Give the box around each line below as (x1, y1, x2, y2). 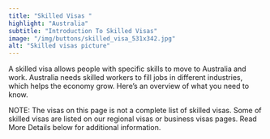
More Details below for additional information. (8, 123, 161, 133)
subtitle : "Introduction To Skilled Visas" (8, 27, 158, 35)
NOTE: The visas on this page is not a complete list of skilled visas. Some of (8, 106, 262, 116)
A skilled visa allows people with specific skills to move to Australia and (8, 64, 246, 74)
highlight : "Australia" (8, 19, 89, 27)
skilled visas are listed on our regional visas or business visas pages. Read (8, 114, 257, 124)
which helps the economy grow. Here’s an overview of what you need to (8, 82, 250, 91)
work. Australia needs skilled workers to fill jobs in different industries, (8, 73, 243, 82)
